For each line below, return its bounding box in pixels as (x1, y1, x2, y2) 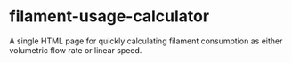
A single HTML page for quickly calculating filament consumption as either (9, 35, 283, 46)
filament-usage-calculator (9, 6, 210, 27)
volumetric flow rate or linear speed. (9, 44, 142, 55)
